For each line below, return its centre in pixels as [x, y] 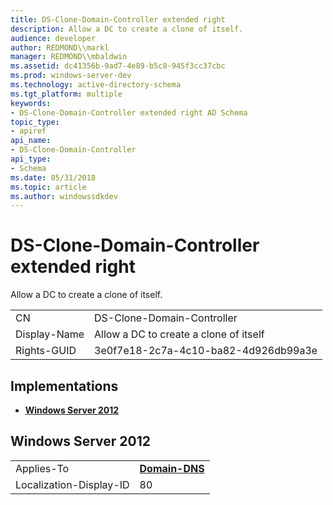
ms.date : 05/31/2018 [53, 177]
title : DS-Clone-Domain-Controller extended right [118, 19]
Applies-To [42, 468]
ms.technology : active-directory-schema [96, 85]
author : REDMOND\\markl [60, 47]
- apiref [28, 131]
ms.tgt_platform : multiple [66, 94]
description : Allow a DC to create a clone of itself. [127, 29]
